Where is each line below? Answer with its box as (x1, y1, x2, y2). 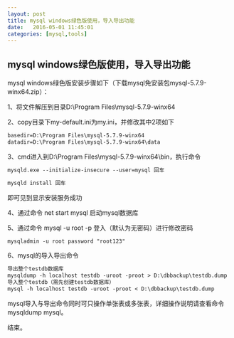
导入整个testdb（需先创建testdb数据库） (7, 279, 115, 286)
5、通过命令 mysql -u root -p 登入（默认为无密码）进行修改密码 (7, 223, 193, 232)
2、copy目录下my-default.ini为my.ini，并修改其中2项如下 (7, 118, 174, 127)
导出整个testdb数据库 (7, 265, 64, 273)
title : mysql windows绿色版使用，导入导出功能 (7, 17, 135, 24)
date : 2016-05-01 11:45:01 (7, 23, 94, 31)
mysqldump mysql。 (7, 307, 68, 317)
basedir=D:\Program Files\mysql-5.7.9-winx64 (7, 132, 144, 139)
